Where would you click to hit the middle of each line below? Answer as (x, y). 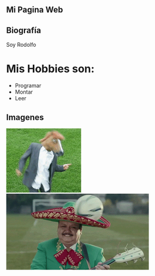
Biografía (24, 30)
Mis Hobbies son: (50, 69)
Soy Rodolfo (21, 45)
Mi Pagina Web (35, 10)
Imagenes (25, 117)
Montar (24, 92)
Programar (28, 86)
